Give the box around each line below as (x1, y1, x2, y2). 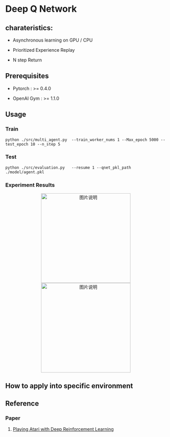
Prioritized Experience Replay (12, 47, 75, 53)
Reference (5, 399, 39, 408)
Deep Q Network (5, 3, 77, 15)
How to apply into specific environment (5, 382, 133, 390)
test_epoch (5, 141, 29, 147)
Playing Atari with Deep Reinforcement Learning (12, 426, 114, 432)
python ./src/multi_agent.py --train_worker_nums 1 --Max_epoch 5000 (5, 137, 159, 142)
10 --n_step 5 (30, 141, 60, 147)
